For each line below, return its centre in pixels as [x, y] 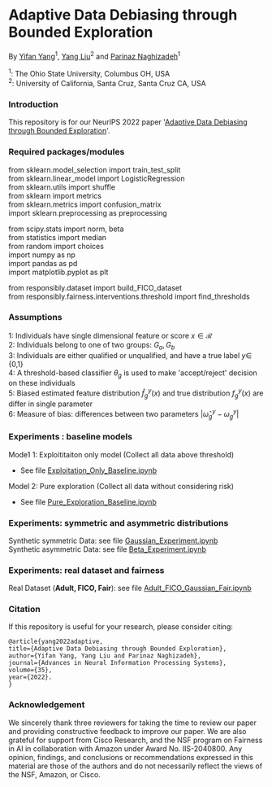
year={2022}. [30, 677]
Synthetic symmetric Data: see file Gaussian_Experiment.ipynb [113, 540]
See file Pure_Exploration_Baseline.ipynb [88, 501]
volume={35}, [30, 670]
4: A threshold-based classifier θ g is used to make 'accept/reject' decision [133, 374]
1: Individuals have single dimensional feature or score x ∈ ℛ [110, 335]
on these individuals [42, 383]
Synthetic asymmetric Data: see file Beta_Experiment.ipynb [108, 549]
